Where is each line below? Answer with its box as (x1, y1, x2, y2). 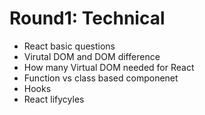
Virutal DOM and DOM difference (23, 50, 161, 62)
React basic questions (23, 40, 116, 52)
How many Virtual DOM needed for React (23, 61, 195, 73)
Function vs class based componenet (23, 72, 179, 84)
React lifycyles (23, 93, 85, 105)
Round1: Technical (9, 7, 166, 30)
